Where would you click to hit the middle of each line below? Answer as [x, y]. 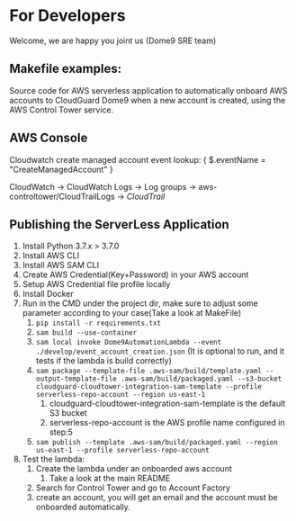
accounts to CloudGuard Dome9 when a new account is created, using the [148, 100]
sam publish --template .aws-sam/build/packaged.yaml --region [157, 443]
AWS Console [49, 138]
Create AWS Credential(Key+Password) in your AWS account [135, 274]
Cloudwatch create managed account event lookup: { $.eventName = [138, 159]
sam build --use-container [86, 333]
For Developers [67, 16]
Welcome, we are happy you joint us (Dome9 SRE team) [113, 40]
